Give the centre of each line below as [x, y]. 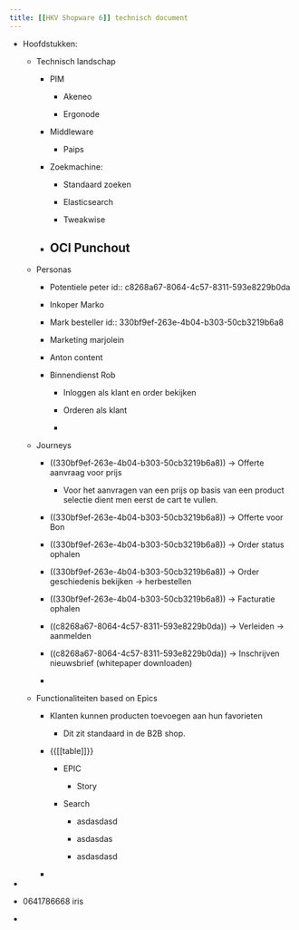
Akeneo [77, 96]
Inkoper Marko [77, 305]
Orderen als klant [95, 410]
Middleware [72, 132]
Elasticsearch [88, 201]
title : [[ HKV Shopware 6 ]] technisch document [99, 18]
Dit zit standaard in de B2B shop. [124, 734]
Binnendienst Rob [82, 375]
